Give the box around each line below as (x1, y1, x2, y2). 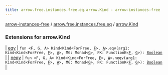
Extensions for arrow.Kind (5, 33, 70, 40)
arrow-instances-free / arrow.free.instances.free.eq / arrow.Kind (5, 21, 138, 27)
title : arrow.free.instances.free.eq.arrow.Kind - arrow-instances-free (5, 7, 160, 12)
